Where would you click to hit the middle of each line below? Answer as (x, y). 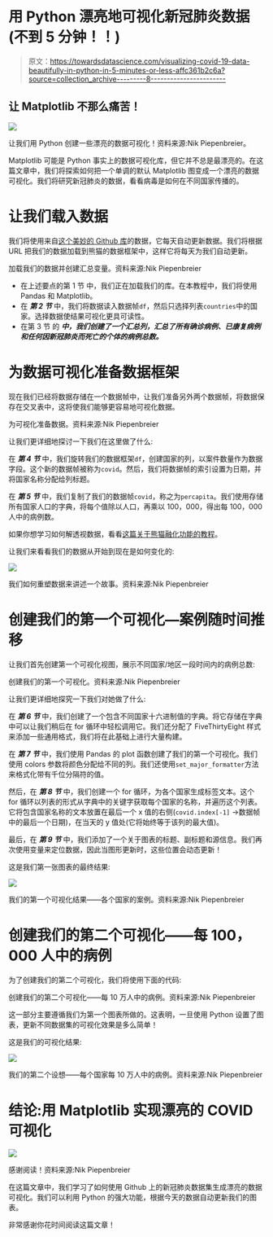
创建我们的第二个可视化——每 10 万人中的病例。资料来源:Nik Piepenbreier (132, 997)
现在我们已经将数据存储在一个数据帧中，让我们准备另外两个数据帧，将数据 (133, 397)
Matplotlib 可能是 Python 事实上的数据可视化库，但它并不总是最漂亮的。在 (132, 160)
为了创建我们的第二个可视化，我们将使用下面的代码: (95, 980)
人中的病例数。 (33, 516)
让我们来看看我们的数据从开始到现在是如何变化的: (91, 551)
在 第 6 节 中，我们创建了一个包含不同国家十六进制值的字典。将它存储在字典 (135, 716)
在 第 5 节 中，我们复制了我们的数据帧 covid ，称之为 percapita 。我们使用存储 (136, 496)
